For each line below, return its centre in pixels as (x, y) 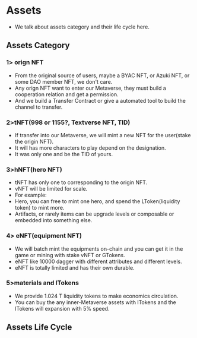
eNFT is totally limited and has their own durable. (74, 267)
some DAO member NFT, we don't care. (63, 81)
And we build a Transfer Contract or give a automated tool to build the (100, 100)
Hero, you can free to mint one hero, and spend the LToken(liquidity (97, 201)
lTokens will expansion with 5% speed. (62, 308)
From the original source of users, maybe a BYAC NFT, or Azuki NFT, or (102, 75)
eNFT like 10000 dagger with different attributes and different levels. (98, 261)
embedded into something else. (53, 220)
